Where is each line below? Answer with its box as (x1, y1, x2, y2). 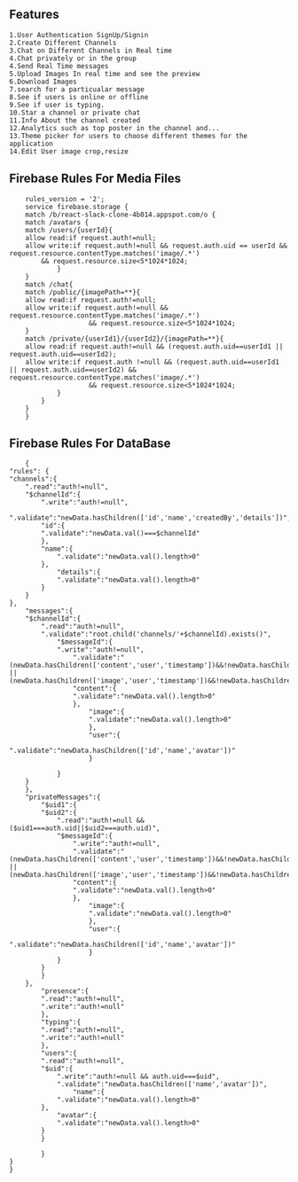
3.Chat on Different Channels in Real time (9, 46, 173, 55)
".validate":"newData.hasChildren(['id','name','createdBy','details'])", (9, 513, 292, 522)
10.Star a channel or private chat (9, 108, 141, 117)
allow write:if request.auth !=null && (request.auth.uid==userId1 (25, 357, 279, 366)
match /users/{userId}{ (25, 225, 114, 234)
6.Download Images (9, 77, 77, 86)
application (9, 139, 53, 148)
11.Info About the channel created (9, 115, 141, 125)
